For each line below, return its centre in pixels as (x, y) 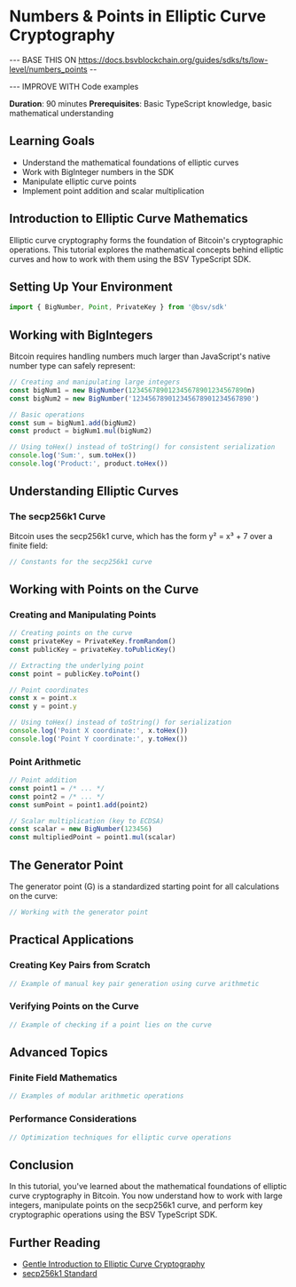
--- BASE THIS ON (43, 60)
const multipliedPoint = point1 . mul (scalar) (93, 838)
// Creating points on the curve (71, 633)
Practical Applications (72, 940)
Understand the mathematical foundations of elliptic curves (130, 163)
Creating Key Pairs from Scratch (80, 965)
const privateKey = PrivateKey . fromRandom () (93, 641)
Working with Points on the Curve (104, 589)
